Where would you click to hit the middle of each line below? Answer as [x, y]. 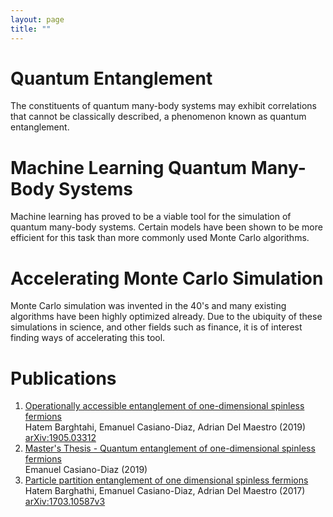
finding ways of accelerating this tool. [88, 338]
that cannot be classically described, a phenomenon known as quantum [158, 117]
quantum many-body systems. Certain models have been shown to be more [166, 227]
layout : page [37, 19]
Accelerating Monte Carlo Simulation [167, 278]
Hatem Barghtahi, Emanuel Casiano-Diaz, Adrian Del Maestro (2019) [165, 427]
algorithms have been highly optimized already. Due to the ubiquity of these [166, 317]
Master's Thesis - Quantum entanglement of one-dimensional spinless [170, 448]
